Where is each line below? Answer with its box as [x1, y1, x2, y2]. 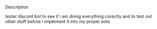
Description [5, 4, 29, 10]
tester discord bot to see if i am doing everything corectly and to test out [5, 14, 152, 19]
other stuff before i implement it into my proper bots [5, 19, 110, 24]
